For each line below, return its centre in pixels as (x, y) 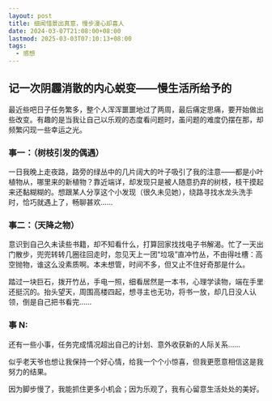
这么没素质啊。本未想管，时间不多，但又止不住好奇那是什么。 (146, 265)
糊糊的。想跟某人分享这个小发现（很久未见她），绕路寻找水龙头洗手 (141, 192)
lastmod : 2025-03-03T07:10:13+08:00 (70, 38)
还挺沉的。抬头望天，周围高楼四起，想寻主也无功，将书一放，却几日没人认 (132, 292)
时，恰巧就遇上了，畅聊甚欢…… (61, 203)
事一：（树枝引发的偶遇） (56, 152)
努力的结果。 (30, 371)
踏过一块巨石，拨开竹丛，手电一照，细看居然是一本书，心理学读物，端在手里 (136, 282)
